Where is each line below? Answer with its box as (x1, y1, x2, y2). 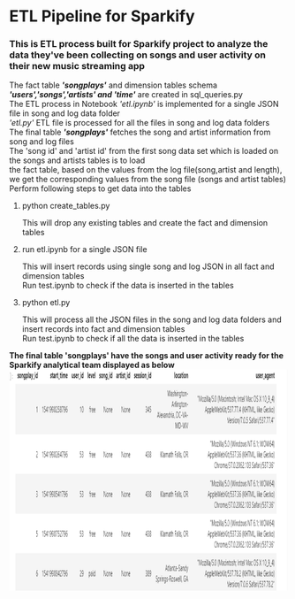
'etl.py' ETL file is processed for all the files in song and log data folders (9, 118, 270, 128)
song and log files (9, 136, 75, 147)
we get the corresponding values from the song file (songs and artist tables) (9, 174, 287, 185)
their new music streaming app (9, 60, 146, 73)
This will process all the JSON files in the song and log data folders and (21, 314, 282, 325)
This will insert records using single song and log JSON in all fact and (21, 261, 276, 272)
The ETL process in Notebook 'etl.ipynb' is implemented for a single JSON (9, 99, 279, 110)
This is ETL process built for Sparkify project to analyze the (9, 38, 269, 50)
